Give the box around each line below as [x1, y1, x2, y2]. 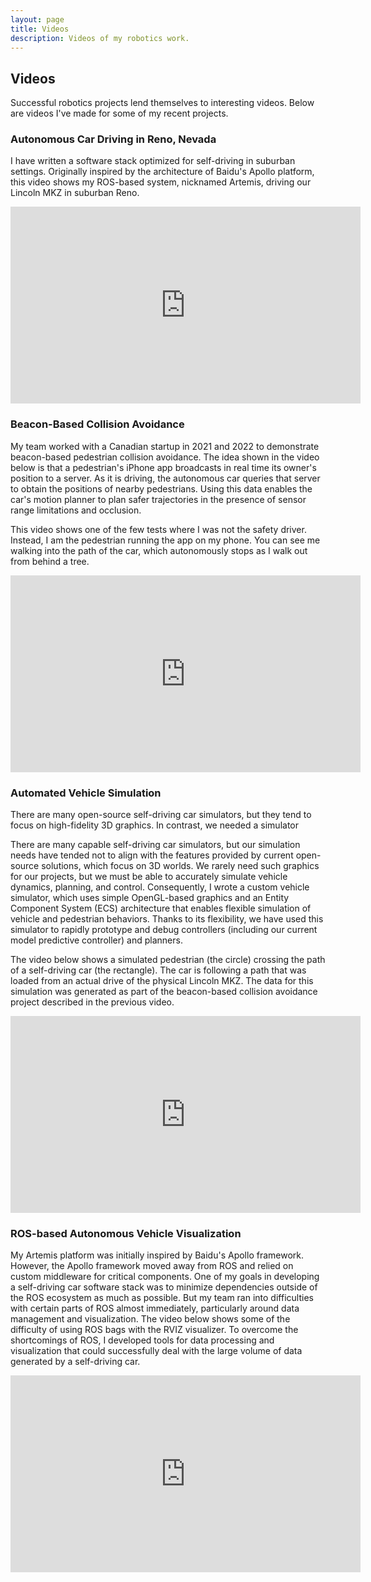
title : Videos [10, 24, 70, 34]
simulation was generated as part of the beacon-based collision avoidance [10, 986, 318, 998]
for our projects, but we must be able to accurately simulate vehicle [10, 871, 288, 883]
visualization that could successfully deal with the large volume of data [10, 1345, 303, 1357]
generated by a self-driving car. [10, 1356, 141, 1368]
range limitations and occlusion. [10, 504, 142, 516]
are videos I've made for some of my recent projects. [10, 107, 229, 120]
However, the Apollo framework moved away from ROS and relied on [10, 1260, 294, 1272]
